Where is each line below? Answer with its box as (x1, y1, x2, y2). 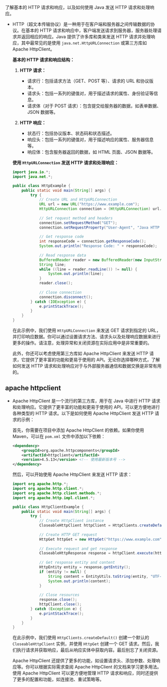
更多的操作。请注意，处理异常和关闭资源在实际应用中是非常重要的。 (12, 340, 152, 346)
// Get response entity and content (39, 560, 115, 565)
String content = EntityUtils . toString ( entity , (48, 574, 149, 579)
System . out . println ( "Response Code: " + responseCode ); (39, 243, 158, 248)
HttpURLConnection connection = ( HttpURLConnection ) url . (39, 207, 162, 212)
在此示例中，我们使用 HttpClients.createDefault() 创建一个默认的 (12, 635, 149, 641)
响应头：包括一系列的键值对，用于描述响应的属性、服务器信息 (27, 137, 154, 142)
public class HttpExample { (12, 183, 71, 188)
